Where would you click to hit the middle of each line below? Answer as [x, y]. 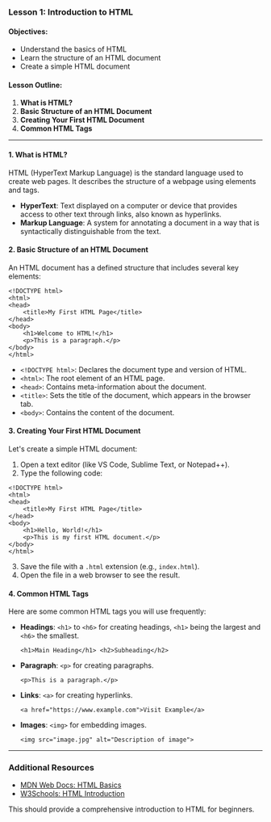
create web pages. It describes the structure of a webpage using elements [132, 181]
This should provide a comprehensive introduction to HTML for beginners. [131, 809]
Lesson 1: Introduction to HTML [71, 12]
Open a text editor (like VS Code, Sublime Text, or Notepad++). [125, 464]
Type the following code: [61, 473]
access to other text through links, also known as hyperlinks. [121, 214]
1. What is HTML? [38, 154]
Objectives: [28, 31]
